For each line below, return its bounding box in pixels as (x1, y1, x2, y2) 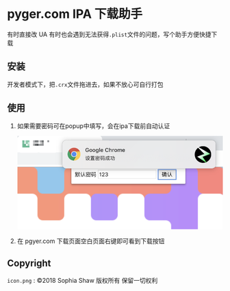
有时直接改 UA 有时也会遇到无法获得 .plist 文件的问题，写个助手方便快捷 (7, 30, 212, 38)
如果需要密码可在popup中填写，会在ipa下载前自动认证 (16, 121, 170, 130)
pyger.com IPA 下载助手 (7, 6, 142, 22)
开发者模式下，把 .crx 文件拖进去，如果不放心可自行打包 (7, 80, 164, 88)
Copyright (7, 257, 51, 269)
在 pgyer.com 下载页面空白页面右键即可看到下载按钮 (16, 237, 165, 245)
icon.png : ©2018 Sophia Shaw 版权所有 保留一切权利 (7, 277, 158, 285)
